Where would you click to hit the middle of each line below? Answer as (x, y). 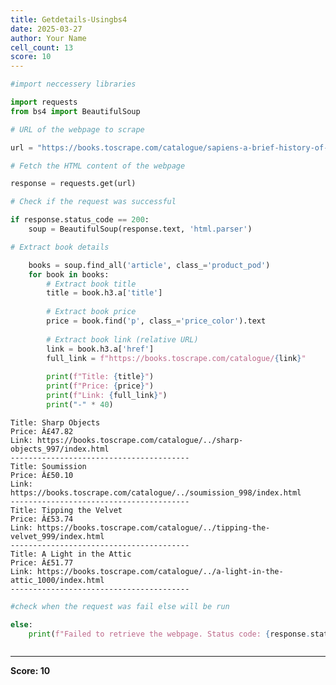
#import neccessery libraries (73, 84)
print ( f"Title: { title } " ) (100, 377)
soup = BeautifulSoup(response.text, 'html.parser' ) (140, 229)
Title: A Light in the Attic (71, 554)
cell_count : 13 (42, 47)
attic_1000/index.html (57, 580)
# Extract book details (60, 247)
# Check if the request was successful (93, 202)
